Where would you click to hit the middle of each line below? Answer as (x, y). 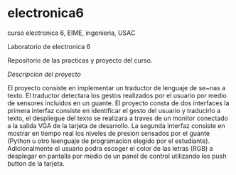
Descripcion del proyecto (44, 74)
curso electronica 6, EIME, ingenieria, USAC (71, 33)
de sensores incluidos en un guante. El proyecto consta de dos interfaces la (118, 103)
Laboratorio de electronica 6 (49, 46)
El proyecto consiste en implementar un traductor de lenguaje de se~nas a (117, 87)
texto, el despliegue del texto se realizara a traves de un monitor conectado (118, 118)
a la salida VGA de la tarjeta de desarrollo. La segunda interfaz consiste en (116, 125)
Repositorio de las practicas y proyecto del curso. (80, 60)
